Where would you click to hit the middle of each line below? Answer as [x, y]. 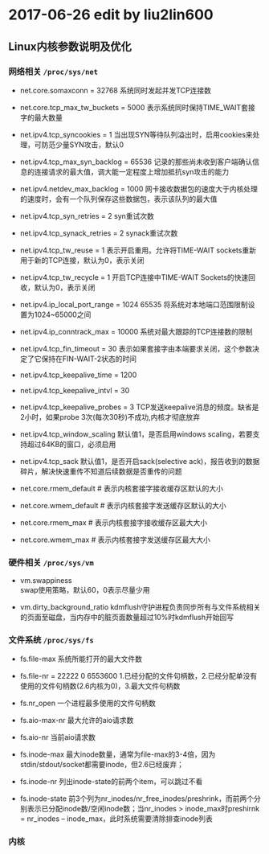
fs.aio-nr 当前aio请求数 [58, 737]
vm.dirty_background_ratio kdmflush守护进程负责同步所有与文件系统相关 [140, 607]
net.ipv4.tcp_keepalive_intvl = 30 [75, 390]
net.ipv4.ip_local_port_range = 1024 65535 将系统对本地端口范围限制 [134, 304]
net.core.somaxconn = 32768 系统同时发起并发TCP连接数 [115, 90]
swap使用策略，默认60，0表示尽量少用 [85, 590]
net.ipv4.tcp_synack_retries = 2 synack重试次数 [99, 233]
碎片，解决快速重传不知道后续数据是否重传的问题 [101, 471]
